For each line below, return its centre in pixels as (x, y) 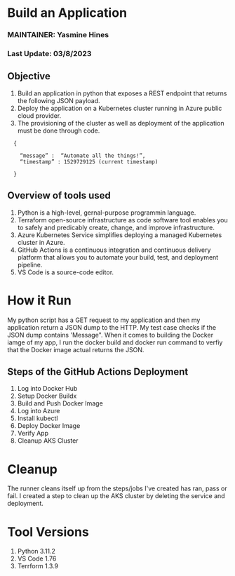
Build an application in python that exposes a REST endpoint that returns (122, 93)
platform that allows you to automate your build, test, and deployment (118, 257)
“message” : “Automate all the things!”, (83, 156)
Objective (29, 76)
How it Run (39, 300)
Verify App (33, 434)
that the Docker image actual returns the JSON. (76, 349)
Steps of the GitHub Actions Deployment (98, 371)
